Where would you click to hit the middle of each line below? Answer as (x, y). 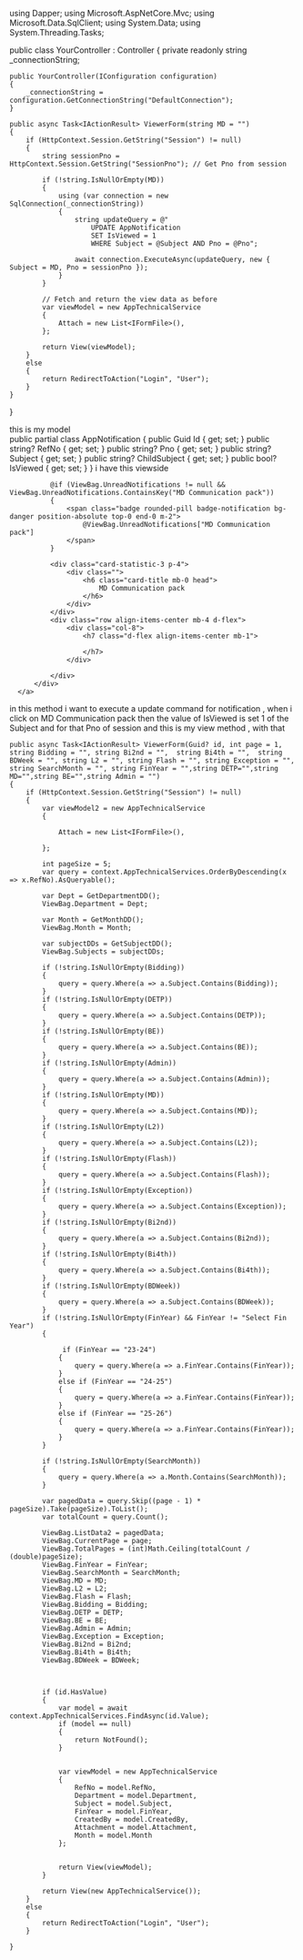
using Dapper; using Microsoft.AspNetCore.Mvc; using (112, 13)
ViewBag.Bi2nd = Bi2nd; (87, 1644)
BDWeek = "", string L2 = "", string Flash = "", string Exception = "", (152, 761)
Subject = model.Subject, (123, 1803)
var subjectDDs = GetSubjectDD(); (107, 944)
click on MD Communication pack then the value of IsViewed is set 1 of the (149, 718)
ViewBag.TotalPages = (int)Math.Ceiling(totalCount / (146, 1549)
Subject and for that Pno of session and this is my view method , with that (147, 728)
